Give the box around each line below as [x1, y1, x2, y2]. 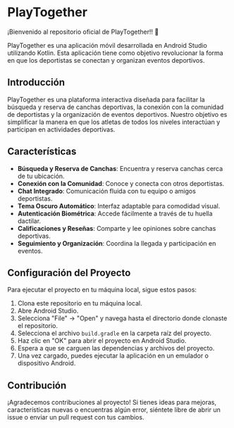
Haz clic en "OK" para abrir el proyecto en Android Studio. [17, 336, 187, 345]
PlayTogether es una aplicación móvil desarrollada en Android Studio [7, 41, 208, 49]
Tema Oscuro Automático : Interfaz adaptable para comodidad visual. [17, 201, 221, 210]
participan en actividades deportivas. [7, 125, 116, 134]
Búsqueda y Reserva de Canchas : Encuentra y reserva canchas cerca [17, 164, 223, 172]
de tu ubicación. [17, 172, 65, 180]
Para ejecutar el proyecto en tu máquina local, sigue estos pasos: [7, 286, 197, 294]
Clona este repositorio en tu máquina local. [17, 299, 142, 308]
